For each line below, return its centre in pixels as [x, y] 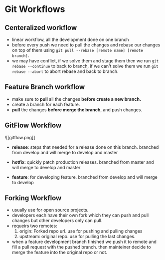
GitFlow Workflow [33, 126]
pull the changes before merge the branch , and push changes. [77, 110]
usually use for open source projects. [50, 210]
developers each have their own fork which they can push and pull [80, 215]
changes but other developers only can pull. [57, 221]
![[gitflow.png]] [20, 137]
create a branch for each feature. [46, 104]
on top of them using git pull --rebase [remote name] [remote [77, 50]
